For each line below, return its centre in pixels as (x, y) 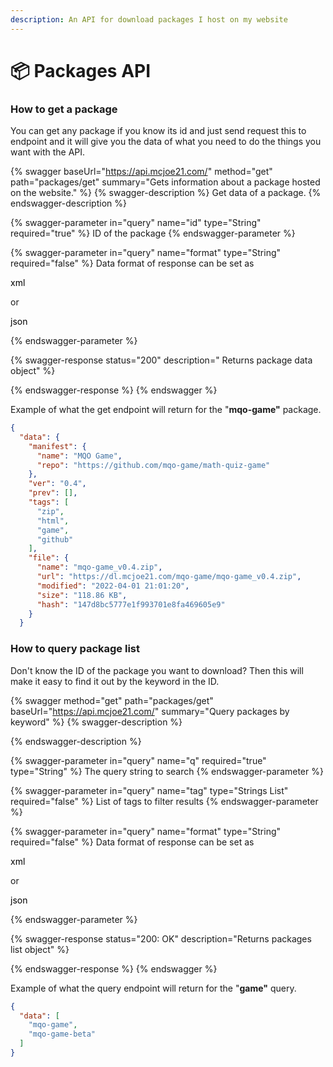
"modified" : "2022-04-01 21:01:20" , (113, 586)
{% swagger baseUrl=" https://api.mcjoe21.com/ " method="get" (141, 172)
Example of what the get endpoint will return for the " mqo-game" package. (166, 410)
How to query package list (75, 649)
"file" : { (49, 558)
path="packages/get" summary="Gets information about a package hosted (165, 182)
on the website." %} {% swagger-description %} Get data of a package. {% (166, 193)
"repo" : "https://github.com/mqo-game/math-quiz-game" (153, 465)
